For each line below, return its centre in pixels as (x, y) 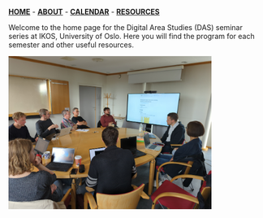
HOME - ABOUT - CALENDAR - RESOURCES (84, 12)
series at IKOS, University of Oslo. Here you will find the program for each (132, 36)
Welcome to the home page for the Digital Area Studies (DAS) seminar (126, 27)
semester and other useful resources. (71, 45)
